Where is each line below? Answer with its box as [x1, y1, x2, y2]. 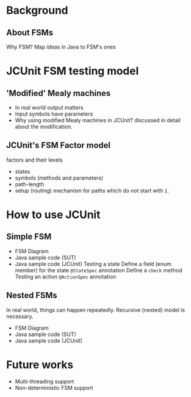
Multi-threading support [14, 378, 74, 385]
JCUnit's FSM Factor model [6, 140, 111, 150]
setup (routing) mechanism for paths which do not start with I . [14, 187, 169, 194]
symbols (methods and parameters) [14, 174, 104, 181]
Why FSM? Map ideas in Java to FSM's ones [6, 43, 116, 50]
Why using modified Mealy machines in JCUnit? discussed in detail [14, 117, 181, 123]
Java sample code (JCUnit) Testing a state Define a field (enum [14, 260, 172, 267]
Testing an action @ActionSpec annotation [14, 273, 117, 280]
